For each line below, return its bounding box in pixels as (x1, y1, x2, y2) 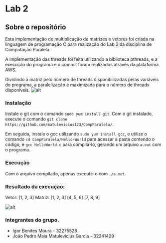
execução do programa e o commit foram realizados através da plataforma (5, 62, 159, 67)
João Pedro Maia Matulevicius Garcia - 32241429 (12, 233, 115, 239)
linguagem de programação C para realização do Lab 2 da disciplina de (5, 41, 152, 47)
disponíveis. (5, 87, 30, 93)
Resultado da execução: (5, 183, 65, 190)
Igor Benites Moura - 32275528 (12, 228, 77, 234)
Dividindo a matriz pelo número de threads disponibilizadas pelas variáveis (5, 77, 159, 82)
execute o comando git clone (5, 116, 67, 122)
